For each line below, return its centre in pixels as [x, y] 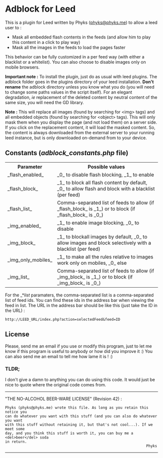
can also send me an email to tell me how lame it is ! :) [59, 356]
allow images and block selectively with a [104, 243]
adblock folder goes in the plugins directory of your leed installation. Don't [80, 82]
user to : [13, 27]
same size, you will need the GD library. [44, 102]
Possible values [106, 166]
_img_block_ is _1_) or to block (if [95, 277]
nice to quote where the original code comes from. [56, 385]
